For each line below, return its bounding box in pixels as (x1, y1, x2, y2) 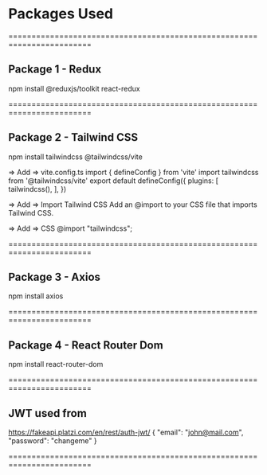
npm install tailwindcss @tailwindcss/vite (8, 152, 143, 162)
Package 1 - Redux (8, 63, 102, 76)
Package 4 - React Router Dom (8, 338, 163, 352)
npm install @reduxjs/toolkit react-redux (8, 84, 141, 93)
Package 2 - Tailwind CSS (8, 130, 138, 144)
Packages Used (8, 5, 114, 23)
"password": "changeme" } (8, 436, 97, 446)
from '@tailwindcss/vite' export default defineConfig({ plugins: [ (8, 176, 219, 185)
